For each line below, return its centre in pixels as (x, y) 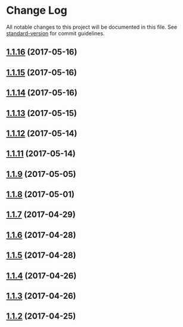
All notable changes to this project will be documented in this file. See (92, 27)
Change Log (37, 10)
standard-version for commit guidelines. (55, 33)
